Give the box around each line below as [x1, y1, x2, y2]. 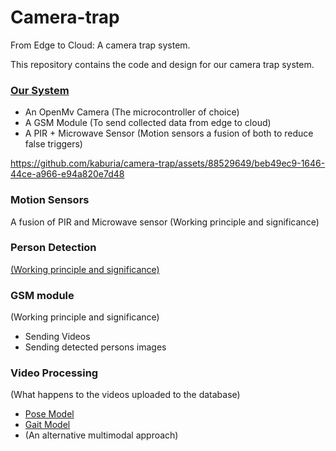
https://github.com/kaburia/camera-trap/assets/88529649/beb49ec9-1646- [10, 157, 326, 170]
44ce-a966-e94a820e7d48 [10, 168, 125, 180]
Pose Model [24, 408, 75, 420]
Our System [10, 83, 70, 97]
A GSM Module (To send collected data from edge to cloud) [24, 117, 272, 129]
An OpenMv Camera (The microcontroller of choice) [24, 106, 240, 118]
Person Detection [10, 241, 97, 255]
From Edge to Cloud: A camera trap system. [10, 39, 191, 51]
